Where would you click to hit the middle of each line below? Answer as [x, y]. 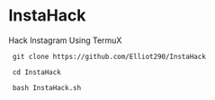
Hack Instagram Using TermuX [65, 40]
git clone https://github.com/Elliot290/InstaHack [109, 56]
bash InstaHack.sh [47, 87]
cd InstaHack [37, 72]
